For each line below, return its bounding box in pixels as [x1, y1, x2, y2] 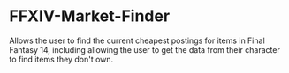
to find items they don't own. [9, 54, 114, 64]
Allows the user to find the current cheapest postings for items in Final [9, 35, 265, 46]
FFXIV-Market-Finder [9, 6, 171, 26]
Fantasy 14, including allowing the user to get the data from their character [9, 44, 280, 55]
